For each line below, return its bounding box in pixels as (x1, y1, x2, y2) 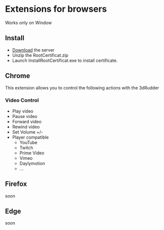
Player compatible (12, 134, 49, 140)
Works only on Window (5, 20, 52, 26)
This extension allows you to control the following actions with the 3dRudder (5, 85, 159, 90)
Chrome (5, 72, 30, 80)
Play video (12, 108, 33, 114)
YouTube (19, 139, 38, 145)
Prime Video (19, 150, 45, 156)
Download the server (12, 47, 55, 53)
